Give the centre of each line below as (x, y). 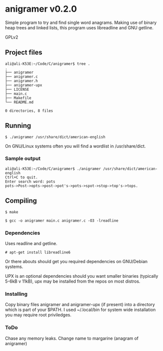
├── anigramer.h (21, 81)
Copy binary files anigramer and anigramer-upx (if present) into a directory (80, 305)
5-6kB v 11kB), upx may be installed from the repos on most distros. (73, 281)
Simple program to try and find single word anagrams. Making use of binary (81, 22)
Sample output (23, 159)
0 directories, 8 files (29, 111)
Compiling (21, 201)
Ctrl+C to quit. (21, 177)
